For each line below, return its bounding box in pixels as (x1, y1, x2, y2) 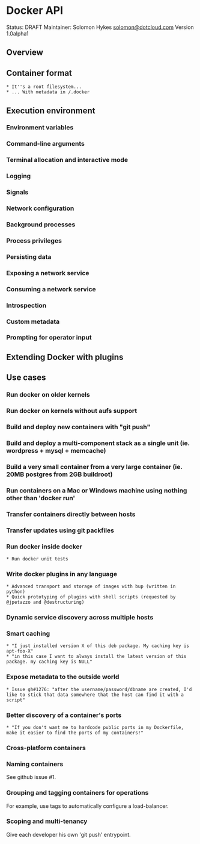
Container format (6, 67, 72, 78)
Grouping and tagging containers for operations (6, 789, 149, 797)
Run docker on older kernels (6, 391, 90, 399)
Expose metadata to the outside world (6, 672, 120, 681)
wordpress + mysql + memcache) (6, 446, 106, 455)
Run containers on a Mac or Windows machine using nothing (6, 486, 187, 494)
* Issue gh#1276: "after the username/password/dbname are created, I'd (6, 686, 192, 692)
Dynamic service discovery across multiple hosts (6, 613, 154, 622)
